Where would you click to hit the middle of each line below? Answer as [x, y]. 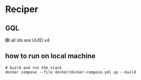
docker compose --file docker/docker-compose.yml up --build [71, 72]
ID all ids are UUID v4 [27, 40]
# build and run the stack [33, 68]
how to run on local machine [50, 56]
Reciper [22, 9]
